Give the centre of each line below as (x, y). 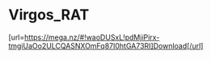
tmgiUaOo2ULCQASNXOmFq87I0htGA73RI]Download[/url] (106, 45)
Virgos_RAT (49, 15)
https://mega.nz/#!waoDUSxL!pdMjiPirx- (92, 37)
